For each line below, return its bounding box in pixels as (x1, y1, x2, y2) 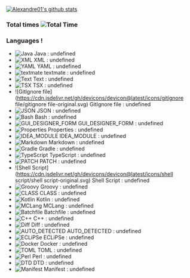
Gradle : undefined (38, 145, 85, 152)
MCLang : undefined (43, 202, 94, 209)
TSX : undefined (32, 82, 73, 89)
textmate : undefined (44, 69, 96, 76)
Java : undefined (34, 50, 76, 57)
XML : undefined (33, 57, 75, 64)
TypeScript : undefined (49, 152, 106, 159)
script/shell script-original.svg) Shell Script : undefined (14, 177, 150, 184)
